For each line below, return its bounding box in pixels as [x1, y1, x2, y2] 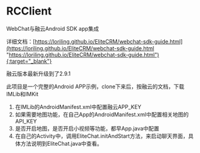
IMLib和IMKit [6, 90, 39, 97]
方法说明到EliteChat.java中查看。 [20, 140, 103, 147]
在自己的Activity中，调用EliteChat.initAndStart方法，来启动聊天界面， [15, 132, 188, 140]
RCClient [6, 4, 52, 18]
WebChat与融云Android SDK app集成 [6, 25, 99, 32]
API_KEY [15, 117, 38, 125]
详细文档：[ [6, 37, 35, 45]
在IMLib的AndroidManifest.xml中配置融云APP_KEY [15, 103, 142, 110]
